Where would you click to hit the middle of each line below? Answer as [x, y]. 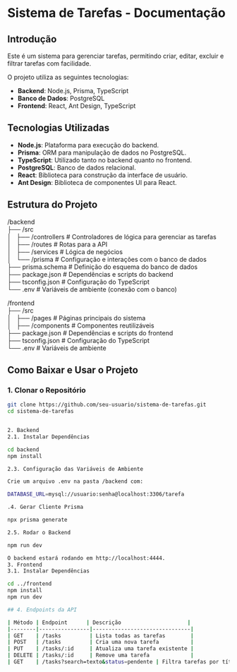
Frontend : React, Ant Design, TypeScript [77, 106]
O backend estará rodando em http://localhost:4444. [86, 558]
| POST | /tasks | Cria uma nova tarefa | [101, 642]
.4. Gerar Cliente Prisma [45, 507]
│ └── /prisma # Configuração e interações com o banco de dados [107, 259]
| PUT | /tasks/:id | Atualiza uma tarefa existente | [101, 649]
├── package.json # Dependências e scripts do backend [91, 274]
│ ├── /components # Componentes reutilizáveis [81, 325]
